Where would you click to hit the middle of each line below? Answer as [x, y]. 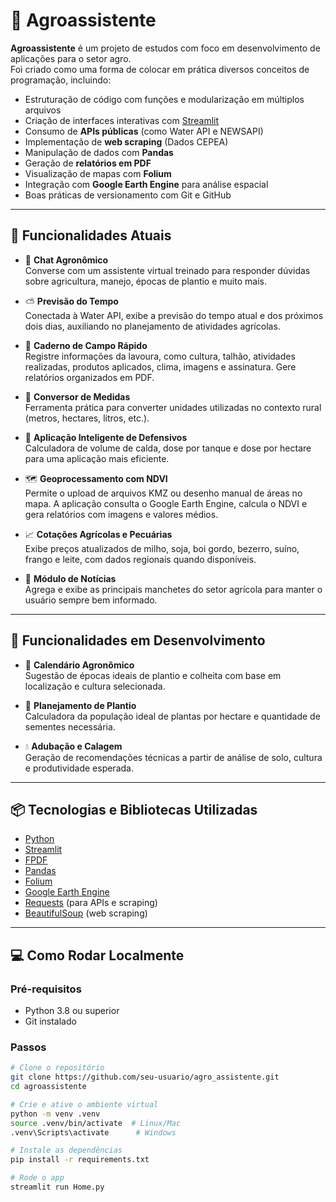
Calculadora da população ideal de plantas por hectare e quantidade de [172, 716]
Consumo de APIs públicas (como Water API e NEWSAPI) [144, 131]
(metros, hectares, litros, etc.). [87, 418]
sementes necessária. [70, 726]
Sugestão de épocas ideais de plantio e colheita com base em [153, 675]
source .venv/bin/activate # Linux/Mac [96, 1123]
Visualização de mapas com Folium [98, 173]
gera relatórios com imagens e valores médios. [121, 514]
